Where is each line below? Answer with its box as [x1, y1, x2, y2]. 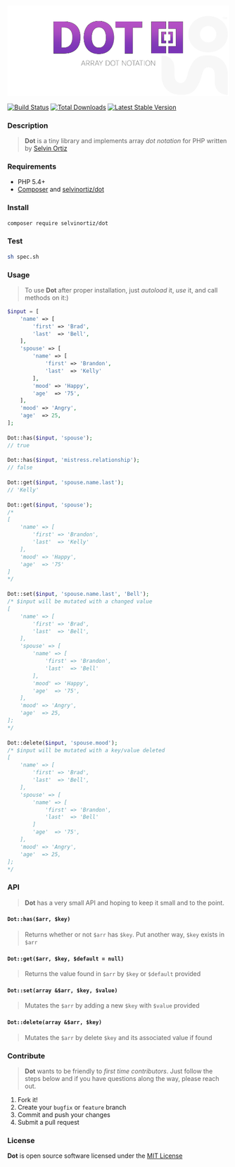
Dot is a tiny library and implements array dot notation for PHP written [24, 137, 227, 145]
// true [7, 441, 30, 449]
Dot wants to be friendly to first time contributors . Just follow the [24, 1067, 213, 1075]
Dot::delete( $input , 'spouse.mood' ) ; [7, 739, 118, 746]
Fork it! [17, 1095, 39, 1104]
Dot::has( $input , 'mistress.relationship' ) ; [7, 457, 140, 464]
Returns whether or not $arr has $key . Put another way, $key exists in [24, 930, 225, 939]
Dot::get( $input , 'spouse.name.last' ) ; [7, 479, 125, 487]
